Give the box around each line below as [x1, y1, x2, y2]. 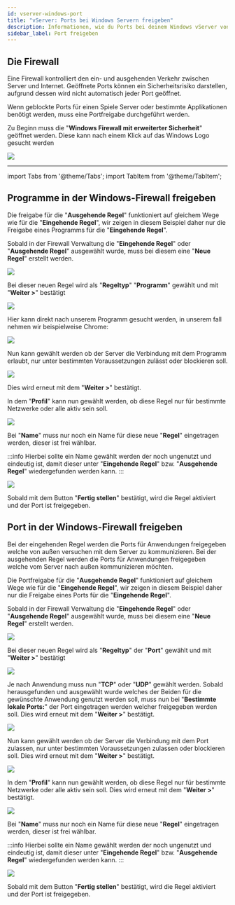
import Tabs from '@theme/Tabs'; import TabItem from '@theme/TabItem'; [7, 172, 222, 181]
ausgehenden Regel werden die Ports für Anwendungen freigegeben [7, 555, 206, 563]
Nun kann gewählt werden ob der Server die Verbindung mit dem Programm [7, 349, 227, 357]
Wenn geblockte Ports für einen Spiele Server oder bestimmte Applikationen [7, 103, 227, 111]
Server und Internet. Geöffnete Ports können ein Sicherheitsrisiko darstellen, [7, 82, 227, 90]
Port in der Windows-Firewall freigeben [7, 521, 183, 533]
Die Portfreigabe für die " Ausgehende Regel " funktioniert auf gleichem [7, 576, 213, 584]
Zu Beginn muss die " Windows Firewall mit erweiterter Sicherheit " [7, 124, 203, 132]
